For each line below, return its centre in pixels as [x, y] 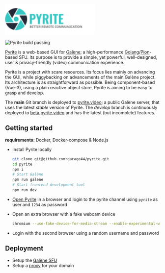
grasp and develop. [25, 93]
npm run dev [24, 190]
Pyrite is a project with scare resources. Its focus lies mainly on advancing [80, 72]
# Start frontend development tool [49, 185]
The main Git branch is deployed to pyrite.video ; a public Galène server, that [82, 102]
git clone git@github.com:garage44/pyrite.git [61, 159]
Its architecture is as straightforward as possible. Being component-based [80, 82]
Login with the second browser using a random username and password [85, 233]
